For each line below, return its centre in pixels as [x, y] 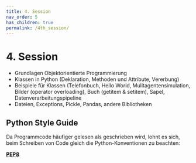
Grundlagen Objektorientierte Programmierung [71, 73]
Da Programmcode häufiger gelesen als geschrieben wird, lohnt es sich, [93, 137]
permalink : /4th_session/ [37, 28]
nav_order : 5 [22, 17]
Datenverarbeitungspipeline [48, 98]
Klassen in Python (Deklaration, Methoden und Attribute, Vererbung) [97, 79]
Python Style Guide [42, 123]
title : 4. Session [28, 11]
